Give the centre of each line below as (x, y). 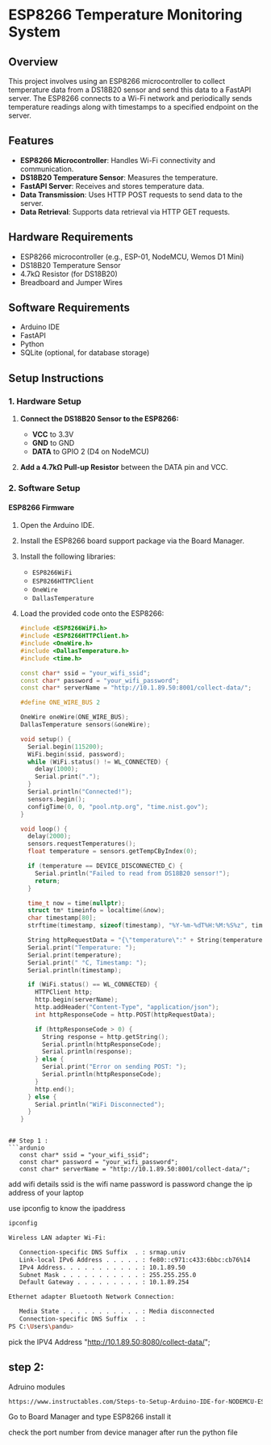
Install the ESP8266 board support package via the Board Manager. (132, 541)
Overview (33, 62)
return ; (48, 881)
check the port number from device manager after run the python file (123, 1432)
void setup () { (46, 739)
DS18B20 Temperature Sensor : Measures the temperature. (119, 177)
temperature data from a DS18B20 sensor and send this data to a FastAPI (130, 90)
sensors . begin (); (57, 799)
